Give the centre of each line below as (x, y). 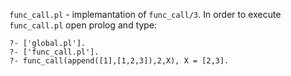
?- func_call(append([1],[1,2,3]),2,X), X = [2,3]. (119, 61)
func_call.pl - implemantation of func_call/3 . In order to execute (145, 14)
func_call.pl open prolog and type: (83, 25)
